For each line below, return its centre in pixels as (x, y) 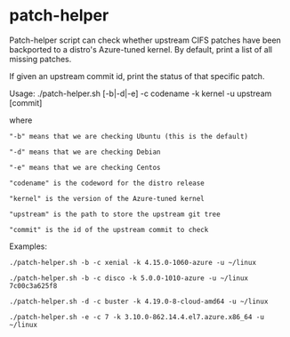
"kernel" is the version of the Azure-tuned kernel (107, 198)
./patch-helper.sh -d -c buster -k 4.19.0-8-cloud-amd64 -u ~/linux (139, 301)
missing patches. (40, 59)
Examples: (28, 246)
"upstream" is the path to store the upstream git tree (115, 214)
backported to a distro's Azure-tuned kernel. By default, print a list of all (141, 49)
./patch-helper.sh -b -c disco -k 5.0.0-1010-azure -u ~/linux (129, 278)
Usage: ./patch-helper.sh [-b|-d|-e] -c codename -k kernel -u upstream (141, 93)
